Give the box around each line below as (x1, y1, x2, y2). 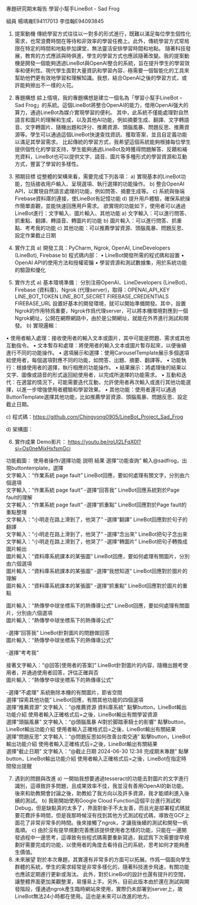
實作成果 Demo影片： (14, 438, 67, 445)
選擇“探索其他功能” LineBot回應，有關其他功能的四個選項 (6, 697, 144, 703)
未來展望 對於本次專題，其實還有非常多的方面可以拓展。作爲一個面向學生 (14, 856, 191, 863)
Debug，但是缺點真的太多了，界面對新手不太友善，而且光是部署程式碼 (14, 804, 185, 811)
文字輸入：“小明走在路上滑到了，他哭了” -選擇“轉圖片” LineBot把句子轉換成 (6, 538, 188, 545)
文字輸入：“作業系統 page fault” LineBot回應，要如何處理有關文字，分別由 (6, 472, 185, 479)
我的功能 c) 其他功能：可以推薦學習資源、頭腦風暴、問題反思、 (35, 224, 187, 231)
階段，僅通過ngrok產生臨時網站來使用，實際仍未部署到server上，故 (19, 886, 183, 892)
